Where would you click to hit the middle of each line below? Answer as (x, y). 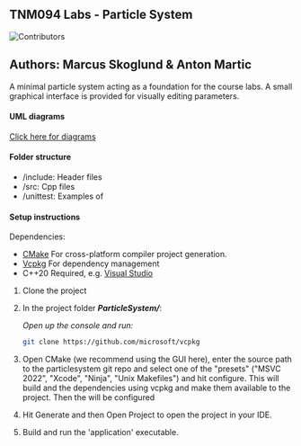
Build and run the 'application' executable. (100, 433)
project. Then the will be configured (89, 397)
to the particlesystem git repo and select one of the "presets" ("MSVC (151, 369)
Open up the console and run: (78, 326)
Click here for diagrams (53, 136)
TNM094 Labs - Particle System (101, 15)
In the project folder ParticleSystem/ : (92, 308)
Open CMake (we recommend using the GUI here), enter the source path (157, 360)
